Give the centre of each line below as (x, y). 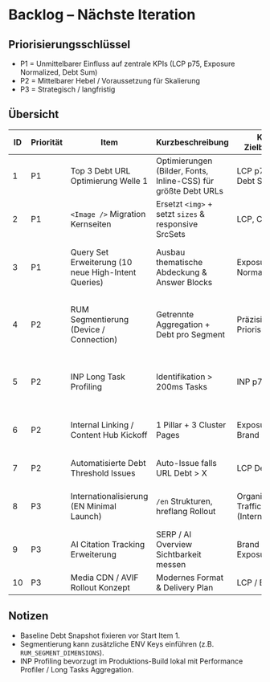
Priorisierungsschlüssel (70, 45)
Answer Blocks (184, 282)
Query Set (90, 252)
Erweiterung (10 (101, 262)
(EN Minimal (93, 506)
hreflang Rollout (186, 511)
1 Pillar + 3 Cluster (191, 425)
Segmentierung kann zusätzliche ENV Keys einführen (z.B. (117, 643)
